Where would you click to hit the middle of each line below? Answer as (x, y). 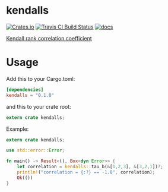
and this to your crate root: (39, 106)
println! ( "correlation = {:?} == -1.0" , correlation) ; (86, 172)
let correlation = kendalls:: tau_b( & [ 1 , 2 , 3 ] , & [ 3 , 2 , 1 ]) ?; (90, 167)
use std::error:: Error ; (36, 150)
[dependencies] (25, 90)
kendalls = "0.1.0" (30, 95)
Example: (18, 129)
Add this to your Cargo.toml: (41, 78)
